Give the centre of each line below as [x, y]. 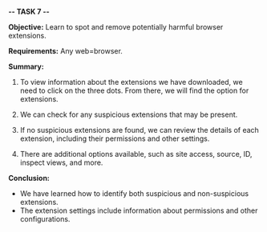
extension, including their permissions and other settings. [115, 138]
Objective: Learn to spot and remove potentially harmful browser [116, 27]
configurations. [45, 219]
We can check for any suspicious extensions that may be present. [129, 114]
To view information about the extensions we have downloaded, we [131, 82]
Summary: [26, 66]
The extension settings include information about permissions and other [139, 210]
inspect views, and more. [61, 162]
